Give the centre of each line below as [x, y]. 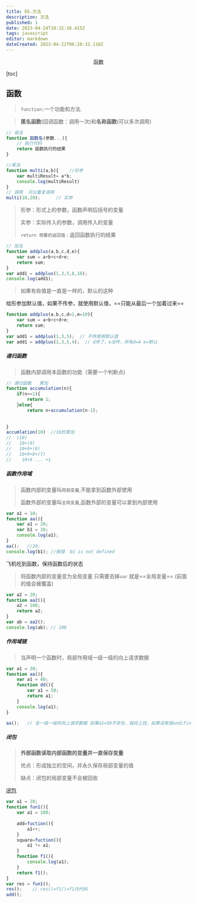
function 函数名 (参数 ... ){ [37, 138]
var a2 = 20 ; [22, 595]
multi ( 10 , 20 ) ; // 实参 [40, 198]
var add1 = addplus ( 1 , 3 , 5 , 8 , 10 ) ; [47, 273]
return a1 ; [40, 696]
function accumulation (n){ [39, 389]
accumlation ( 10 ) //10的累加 [40, 432]
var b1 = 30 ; [33, 530]
